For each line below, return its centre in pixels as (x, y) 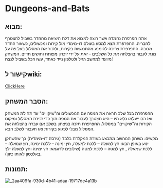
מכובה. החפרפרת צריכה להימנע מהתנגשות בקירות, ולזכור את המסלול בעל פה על (79, 49)
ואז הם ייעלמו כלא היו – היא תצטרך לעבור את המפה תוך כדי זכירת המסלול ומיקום (79, 118)
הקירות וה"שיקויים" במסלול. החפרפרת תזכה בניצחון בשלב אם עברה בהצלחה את (79, 124)
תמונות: (17, 169)
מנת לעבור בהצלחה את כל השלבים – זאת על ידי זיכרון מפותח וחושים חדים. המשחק (81, 54)
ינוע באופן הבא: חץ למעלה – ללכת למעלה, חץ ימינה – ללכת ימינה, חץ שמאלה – (77, 143)
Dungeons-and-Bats (47, 9)
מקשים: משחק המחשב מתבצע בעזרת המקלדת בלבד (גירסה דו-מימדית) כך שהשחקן (81, 138)
